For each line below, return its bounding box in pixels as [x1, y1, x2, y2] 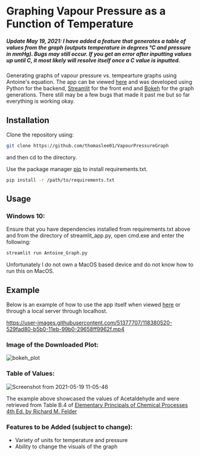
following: [6, 239, 31, 246]
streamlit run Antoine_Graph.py [6, 250, 88, 256]
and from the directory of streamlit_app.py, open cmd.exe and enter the [6, 232, 184, 239]
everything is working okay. [6, 98, 75, 105]
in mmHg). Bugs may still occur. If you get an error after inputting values [6, 50, 192, 57]
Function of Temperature [6, 17, 134, 31]
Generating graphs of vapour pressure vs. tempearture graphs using [6, 72, 177, 79]
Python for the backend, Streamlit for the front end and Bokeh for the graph [6, 85, 195, 92]
